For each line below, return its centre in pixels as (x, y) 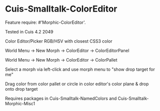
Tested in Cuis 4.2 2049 (29, 32)
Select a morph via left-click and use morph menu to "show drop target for (80, 69)
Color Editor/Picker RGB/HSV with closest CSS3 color (59, 41)
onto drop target (21, 89)
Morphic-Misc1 (20, 103)
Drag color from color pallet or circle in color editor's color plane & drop (77, 84)
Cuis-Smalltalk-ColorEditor (61, 9)
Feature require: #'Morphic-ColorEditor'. (46, 22)
